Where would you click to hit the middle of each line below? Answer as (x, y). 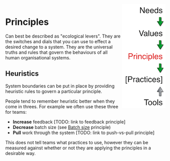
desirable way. (21, 153)
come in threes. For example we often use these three (62, 106)
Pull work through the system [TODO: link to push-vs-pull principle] (83, 133)
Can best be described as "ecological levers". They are (63, 36)
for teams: (16, 112)
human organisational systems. (38, 57)
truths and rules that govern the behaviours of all (56, 52)
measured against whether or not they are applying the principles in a (78, 148)
